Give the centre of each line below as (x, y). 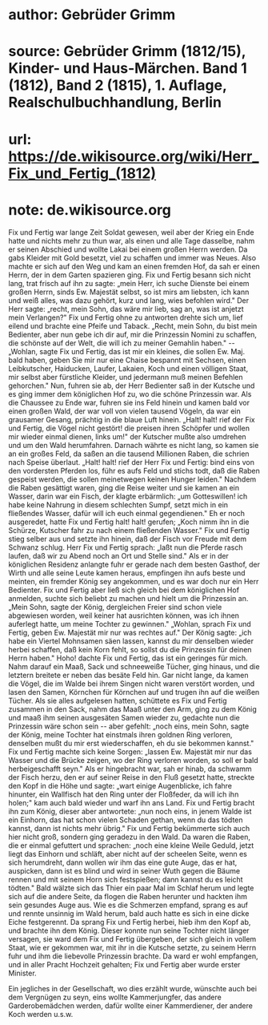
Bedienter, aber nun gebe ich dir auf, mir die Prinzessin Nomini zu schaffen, (133, 334)
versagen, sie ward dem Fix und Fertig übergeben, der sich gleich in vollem (132, 938)
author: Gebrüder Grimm (92, 15)
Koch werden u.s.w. (41, 1014)
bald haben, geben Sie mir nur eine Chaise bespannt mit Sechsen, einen (127, 360)
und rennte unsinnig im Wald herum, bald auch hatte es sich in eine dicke (129, 913)
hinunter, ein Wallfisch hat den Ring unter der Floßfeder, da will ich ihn (124, 794)
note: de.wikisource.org (90, 210)
